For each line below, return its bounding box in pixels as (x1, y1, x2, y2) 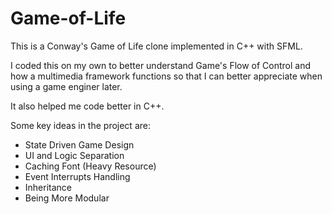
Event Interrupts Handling (24, 170, 131, 182)
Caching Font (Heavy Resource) (24, 160, 157, 172)
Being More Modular (24, 192, 110, 204)
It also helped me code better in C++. (10, 100, 165, 112)
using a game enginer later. (10, 80, 123, 92)
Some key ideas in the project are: (10, 119, 151, 131)
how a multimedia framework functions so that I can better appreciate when (10, 70, 323, 82)
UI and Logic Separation (24, 149, 125, 161)
